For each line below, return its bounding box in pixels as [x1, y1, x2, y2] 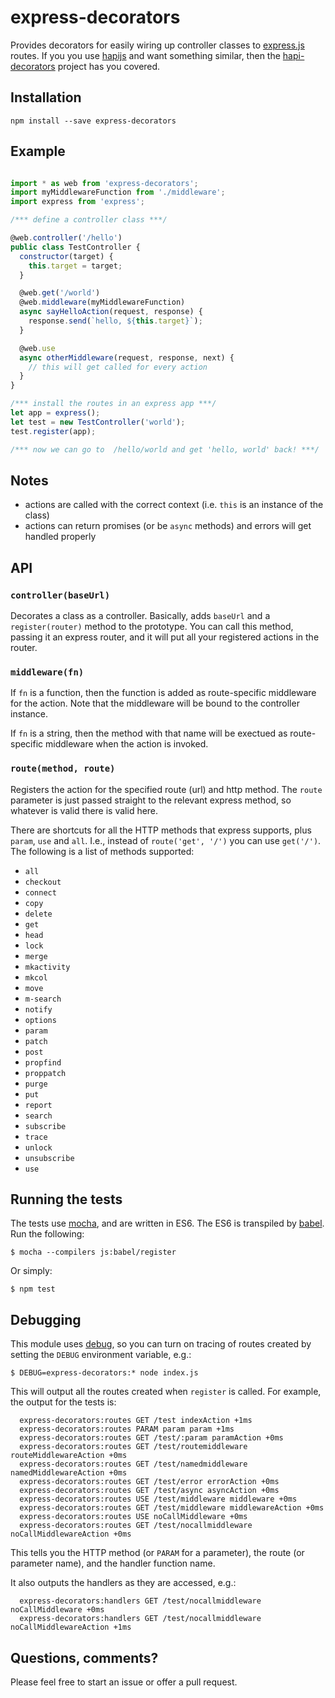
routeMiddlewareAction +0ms [10, 1451, 128, 1461]
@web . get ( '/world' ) [19, 288, 101, 298]
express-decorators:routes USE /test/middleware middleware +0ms [19, 1494, 298, 1505]
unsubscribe [24, 1153, 75, 1163]
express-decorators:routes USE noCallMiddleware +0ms [19, 1512, 248, 1522]
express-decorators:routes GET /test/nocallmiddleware [19, 1521, 253, 1531]
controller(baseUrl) [10, 589, 111, 601]
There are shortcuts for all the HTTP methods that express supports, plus [10, 824, 312, 836]
